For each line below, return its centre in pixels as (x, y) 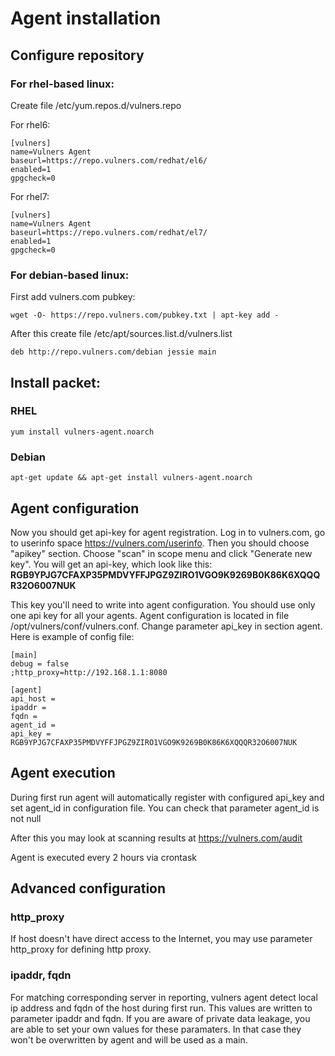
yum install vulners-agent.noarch (82, 432)
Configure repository (77, 55)
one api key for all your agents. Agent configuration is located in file (150, 615)
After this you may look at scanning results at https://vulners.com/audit (156, 838)
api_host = (33, 698)
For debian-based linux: (70, 275)
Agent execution (63, 773)
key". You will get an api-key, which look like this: (111, 564)
